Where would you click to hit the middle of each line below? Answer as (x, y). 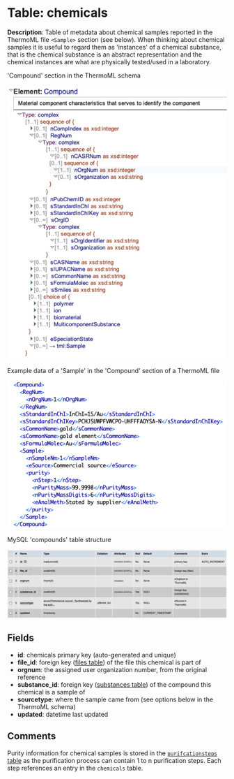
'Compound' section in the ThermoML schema (74, 75)
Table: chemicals (57, 13)
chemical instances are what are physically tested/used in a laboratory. (109, 61)
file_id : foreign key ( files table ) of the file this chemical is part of (109, 662)
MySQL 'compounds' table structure (59, 540)
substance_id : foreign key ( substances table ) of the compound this (114, 684)
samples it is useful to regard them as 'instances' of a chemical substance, (114, 47)
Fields (21, 638)
